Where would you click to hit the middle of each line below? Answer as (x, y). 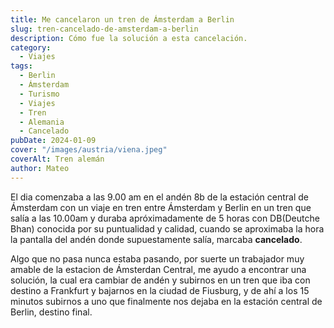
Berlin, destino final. (51, 312)
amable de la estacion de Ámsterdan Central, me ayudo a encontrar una (158, 269)
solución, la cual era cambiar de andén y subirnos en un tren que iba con (160, 280)
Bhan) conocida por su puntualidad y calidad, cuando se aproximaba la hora (167, 228)
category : (31, 47)
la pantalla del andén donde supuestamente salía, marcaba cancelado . (156, 239)
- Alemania (42, 122)
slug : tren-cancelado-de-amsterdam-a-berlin (104, 29)
